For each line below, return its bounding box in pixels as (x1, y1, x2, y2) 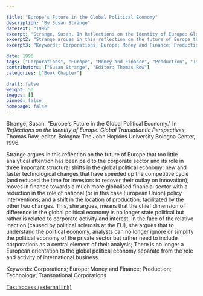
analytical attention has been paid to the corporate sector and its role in (6, 157, 184, 164)
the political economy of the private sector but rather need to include (6, 234, 178, 242)
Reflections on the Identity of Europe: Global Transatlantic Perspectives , (6, 126, 186, 134)
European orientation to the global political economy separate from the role (6, 247, 193, 254)
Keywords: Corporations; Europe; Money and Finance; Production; (6, 265, 172, 272)
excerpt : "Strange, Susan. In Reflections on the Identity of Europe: (6, 31, 188, 37)
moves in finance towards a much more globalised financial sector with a (6, 182, 188, 190)
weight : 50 (6, 86, 34, 92)
